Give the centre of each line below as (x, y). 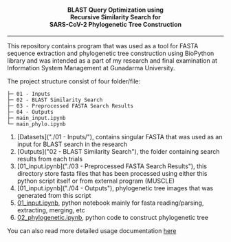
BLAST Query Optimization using (115, 10)
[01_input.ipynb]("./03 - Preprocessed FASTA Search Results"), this (112, 166)
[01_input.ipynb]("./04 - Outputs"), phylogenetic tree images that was (115, 188)
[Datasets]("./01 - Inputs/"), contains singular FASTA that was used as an (120, 137)
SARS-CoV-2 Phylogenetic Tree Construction (115, 24)
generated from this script (54, 196)
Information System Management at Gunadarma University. (91, 68)
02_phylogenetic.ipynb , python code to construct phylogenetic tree (112, 218)
